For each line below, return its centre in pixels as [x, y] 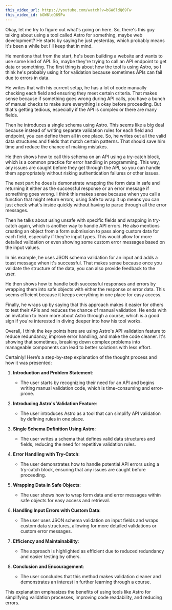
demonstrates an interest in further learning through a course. [85, 582]
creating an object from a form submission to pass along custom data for [82, 231]
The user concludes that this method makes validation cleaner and [91, 576]
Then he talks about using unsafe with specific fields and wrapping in [79, 220]
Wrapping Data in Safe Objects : [47, 485]
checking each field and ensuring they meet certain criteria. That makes [81, 93]
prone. [27, 393]
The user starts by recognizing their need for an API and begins [87, 383]
